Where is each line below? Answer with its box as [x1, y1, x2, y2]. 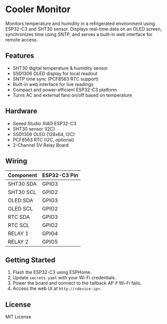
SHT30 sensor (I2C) [12, 126, 55, 132]
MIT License [5, 314, 32, 319]
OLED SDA [8, 197, 34, 204]
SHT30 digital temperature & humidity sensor [12, 65, 108, 71]
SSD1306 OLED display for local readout [12, 70, 98, 76]
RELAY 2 [8, 238, 29, 246]
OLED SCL [8, 205, 33, 212]
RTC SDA [8, 213, 30, 221]
